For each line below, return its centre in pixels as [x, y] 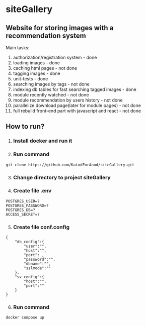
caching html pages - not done [45, 68]
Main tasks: [18, 48]
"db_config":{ [29, 242]
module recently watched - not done [51, 95]
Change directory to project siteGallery [62, 177]
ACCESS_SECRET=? [23, 214]
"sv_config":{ [29, 277]
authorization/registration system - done [55, 57]
